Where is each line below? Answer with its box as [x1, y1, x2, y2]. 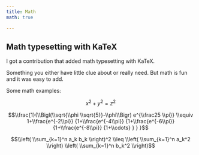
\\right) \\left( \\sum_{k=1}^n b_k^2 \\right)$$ [46, 142, 155, 149]
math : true [6, 14, 34, 20]
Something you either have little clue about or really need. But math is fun [6, 69, 188, 77]
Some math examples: [6, 87, 61, 95]
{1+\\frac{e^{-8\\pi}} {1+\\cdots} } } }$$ [53, 124, 149, 131]
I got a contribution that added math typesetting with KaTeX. [6, 57, 155, 65]
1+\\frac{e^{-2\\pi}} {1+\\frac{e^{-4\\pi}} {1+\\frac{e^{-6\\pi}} [26, 117, 175, 124]
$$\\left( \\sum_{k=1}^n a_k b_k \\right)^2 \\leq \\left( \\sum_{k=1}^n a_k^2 [11, 135, 191, 142]
